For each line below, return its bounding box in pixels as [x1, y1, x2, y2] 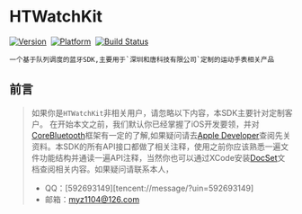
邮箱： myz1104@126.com [44, 193, 140, 204]
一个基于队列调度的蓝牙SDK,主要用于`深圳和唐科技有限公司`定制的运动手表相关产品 [9, 55, 275, 64]
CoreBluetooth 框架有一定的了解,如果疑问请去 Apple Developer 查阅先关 [31, 129, 291, 140]
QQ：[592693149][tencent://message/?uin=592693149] [44, 183, 254, 193]
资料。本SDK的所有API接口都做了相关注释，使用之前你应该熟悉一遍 [31, 141, 281, 152]
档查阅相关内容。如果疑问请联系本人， [31, 164, 173, 174]
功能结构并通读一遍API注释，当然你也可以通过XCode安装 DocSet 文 [39, 152, 286, 163]
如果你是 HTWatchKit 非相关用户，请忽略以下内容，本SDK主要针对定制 [31, 107, 285, 118]
